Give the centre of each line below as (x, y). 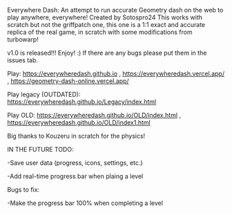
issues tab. (23, 60)
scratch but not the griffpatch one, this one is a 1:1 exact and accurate (106, 25)
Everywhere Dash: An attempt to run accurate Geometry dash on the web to (115, 10)
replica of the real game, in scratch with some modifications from (100, 32)
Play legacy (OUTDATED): (44, 94)
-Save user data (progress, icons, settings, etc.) (75, 163)
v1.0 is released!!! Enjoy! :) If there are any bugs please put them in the (107, 53)
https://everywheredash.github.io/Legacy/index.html (82, 102)
